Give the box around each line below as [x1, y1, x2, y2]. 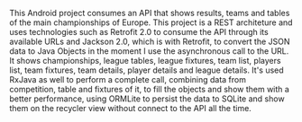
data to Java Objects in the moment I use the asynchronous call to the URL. [9, 46, 289, 57]
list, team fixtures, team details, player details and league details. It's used [9, 65, 284, 75]
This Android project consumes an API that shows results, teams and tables [9, 8, 290, 18]
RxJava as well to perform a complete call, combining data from [9, 74, 246, 84]
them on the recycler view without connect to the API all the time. [9, 103, 252, 113]
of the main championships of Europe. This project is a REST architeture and [9, 17, 293, 28]
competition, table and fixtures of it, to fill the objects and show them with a [9, 84, 290, 94]
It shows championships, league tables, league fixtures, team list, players [9, 56, 281, 65]
